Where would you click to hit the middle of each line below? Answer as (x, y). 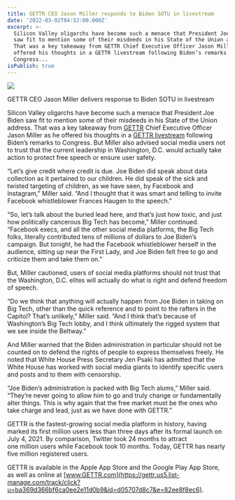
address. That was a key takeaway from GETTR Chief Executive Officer (110, 128)
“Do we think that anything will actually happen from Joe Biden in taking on (115, 301)
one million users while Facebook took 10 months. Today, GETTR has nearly (116, 446)
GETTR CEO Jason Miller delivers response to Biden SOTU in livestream (111, 99)
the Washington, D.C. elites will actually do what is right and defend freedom (117, 280)
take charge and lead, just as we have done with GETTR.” (90, 410)
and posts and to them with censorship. (64, 374)
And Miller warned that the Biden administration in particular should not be (115, 344)
